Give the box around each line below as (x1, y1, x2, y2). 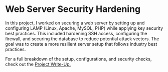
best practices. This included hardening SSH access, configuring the (5, 30, 147, 36)
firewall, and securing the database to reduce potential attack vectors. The (5, 36, 159, 42)
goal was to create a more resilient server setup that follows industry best (5, 41, 157, 47)
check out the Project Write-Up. (5, 61, 71, 67)
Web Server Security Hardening (5, 3, 141, 15)
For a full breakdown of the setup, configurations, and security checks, (5, 56, 152, 62)
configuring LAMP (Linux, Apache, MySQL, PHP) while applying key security (5, 25, 163, 31)
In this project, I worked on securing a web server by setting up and (5, 20, 145, 26)
